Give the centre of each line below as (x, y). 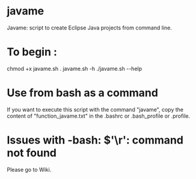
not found (32, 153)
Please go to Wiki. (29, 169)
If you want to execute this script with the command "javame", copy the (95, 109)
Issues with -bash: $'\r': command (95, 140)
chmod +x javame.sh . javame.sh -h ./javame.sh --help (75, 68)
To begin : (32, 52)
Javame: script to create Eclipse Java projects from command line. (89, 28)
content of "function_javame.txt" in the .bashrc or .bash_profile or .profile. (99, 116)
